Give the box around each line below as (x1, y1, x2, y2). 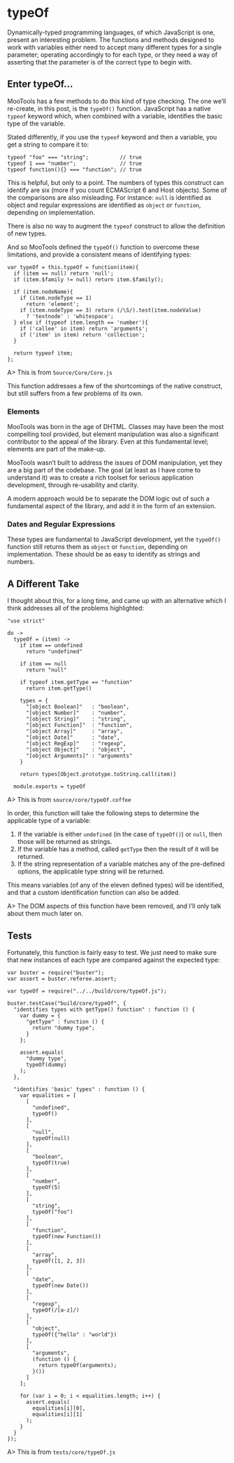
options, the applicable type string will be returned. (17, 867, 165, 876)
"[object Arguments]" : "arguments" (25, 752, 133, 760)
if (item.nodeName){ (13, 288, 73, 295)
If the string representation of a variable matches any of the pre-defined (17, 860, 225, 869)
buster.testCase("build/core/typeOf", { (7, 1000, 127, 1007)
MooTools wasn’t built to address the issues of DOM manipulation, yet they (7, 458, 223, 467)
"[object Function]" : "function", (25, 722, 133, 729)
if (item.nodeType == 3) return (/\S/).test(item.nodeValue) (20, 306, 201, 313)
